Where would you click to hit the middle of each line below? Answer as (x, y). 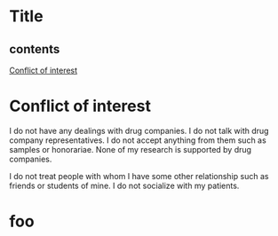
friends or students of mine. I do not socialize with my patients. (124, 185)
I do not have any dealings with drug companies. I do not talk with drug (139, 130)
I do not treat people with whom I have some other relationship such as (139, 176)
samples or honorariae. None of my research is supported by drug (130, 149)
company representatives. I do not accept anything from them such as (138, 140)
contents (35, 49)
